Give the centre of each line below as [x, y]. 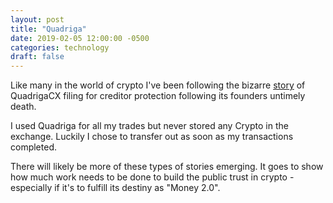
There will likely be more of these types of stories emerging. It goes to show [167, 167]
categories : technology [60, 47]
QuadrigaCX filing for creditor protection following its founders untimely [158, 96]
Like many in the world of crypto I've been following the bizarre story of [158, 85]
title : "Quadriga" [48, 29]
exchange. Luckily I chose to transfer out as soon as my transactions [152, 137]
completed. [33, 147]
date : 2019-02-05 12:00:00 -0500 [80, 38]
